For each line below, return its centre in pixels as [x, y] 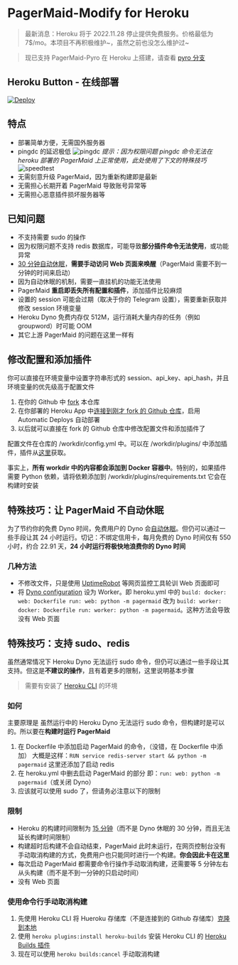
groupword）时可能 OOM [55, 326]
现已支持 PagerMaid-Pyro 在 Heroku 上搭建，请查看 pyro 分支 [115, 58]
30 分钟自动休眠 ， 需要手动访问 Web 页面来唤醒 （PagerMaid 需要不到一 [122, 264]
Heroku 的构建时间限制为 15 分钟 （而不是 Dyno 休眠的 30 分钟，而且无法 [124, 828]
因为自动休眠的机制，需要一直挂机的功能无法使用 [89, 281]
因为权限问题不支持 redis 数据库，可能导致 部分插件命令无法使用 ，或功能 [123, 246]
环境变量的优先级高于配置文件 [51, 387]
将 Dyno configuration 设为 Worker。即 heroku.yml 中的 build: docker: [122, 592]
